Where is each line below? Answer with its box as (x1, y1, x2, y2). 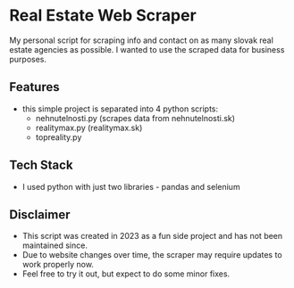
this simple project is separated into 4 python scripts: (21, 103, 219, 114)
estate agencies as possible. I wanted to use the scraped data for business (9, 44, 285, 54)
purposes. (9, 53, 47, 64)
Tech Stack (9, 158, 73, 173)
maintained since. (21, 240, 88, 251)
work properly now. (21, 259, 94, 270)
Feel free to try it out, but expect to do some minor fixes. (21, 268, 231, 279)
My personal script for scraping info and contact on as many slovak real (9, 35, 274, 45)
